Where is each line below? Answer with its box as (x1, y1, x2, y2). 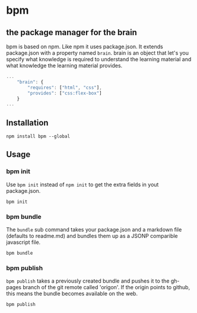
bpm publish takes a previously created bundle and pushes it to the (6, 277, 170, 284)
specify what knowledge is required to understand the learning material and (6, 56, 192, 62)
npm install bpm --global (6, 133, 70, 140)
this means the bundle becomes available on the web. (6, 290, 138, 298)
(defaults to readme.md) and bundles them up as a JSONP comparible (6, 233, 178, 240)
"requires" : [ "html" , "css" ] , (27, 84, 102, 90)
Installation (6, 117, 49, 128)
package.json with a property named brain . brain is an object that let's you (6, 49, 189, 57)
